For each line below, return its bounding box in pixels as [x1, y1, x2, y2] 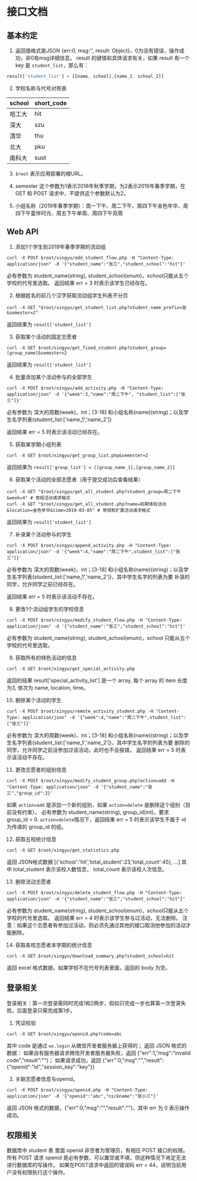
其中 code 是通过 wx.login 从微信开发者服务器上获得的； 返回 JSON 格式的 [6, 1042, 187, 1049]
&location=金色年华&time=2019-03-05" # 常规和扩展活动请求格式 [6, 507, 151, 513]
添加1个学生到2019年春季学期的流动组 [15, 243, 106, 250]
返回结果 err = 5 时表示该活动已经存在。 [6, 428, 103, 435]
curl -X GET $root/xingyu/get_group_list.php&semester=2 [6, 452, 148, 458]
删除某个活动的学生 [15, 696, 62, 703]
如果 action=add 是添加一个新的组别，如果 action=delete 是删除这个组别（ [6, 801, 186, 808]
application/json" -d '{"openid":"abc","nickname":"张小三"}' [6, 1093, 159, 1099]
